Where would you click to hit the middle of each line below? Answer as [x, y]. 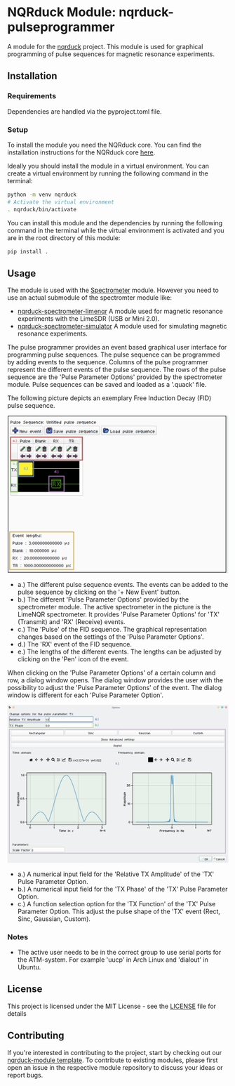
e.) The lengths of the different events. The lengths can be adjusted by [120, 652]
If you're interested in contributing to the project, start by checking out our [115, 1052]
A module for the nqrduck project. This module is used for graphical [105, 46]
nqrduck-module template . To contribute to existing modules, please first [113, 1060]
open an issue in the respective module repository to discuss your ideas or [115, 1067]
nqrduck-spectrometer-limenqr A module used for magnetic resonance [120, 311]
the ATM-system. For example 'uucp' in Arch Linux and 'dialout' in [113, 960]
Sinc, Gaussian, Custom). [54, 919]
